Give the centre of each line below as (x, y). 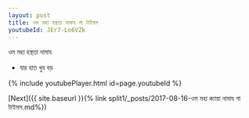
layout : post (29, 15)
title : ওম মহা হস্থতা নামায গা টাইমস (53, 23)
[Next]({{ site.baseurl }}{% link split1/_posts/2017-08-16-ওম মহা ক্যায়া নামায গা (125, 98)
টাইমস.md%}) (27, 107)
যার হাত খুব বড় (36, 68)
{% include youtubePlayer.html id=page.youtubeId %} (95, 84)
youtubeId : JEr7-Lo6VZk (47, 30)
